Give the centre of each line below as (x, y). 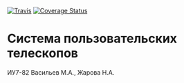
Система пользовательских (92, 39)
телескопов (43, 54)
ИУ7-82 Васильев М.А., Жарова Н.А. (61, 72)
